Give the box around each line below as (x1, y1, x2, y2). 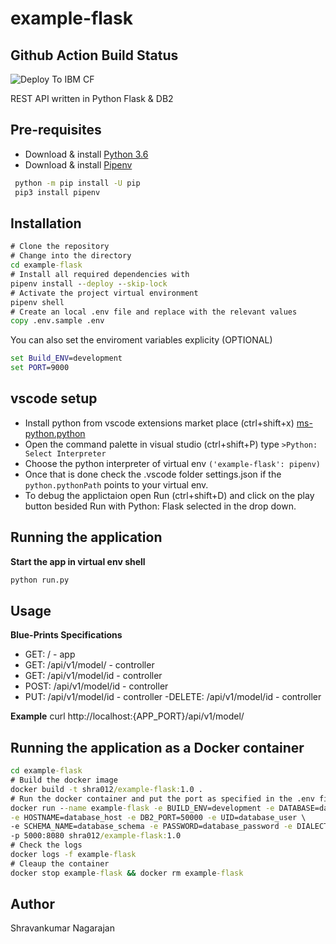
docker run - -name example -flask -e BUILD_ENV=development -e (10, 803, 275, 813)
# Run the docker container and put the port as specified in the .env (10, 793, 315, 804)
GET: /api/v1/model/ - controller (24, 659, 155, 671)
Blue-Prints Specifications (10, 629, 123, 641)
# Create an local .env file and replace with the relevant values (10, 307, 298, 317)
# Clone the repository (10, 242, 110, 252)
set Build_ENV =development (10, 353, 123, 364)
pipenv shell (10, 297, 65, 307)
